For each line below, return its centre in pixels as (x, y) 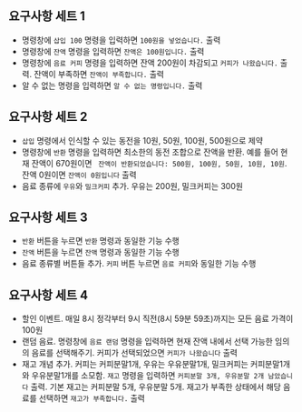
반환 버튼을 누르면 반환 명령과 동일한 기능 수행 (101, 241)
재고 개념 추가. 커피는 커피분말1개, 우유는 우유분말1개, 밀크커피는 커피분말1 (152, 364)
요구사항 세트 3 (48, 218)
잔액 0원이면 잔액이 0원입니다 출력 (79, 175)
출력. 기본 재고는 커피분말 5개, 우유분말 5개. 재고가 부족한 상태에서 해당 (156, 387)
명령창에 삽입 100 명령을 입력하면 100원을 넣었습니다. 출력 (121, 40)
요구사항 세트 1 (47, 16)
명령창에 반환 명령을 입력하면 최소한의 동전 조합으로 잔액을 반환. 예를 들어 (150, 152)
